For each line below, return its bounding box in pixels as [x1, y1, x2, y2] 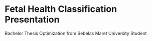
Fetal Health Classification [5, 3, 117, 15]
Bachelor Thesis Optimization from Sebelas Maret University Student [5, 30, 147, 36]
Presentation [5, 14, 60, 25]
